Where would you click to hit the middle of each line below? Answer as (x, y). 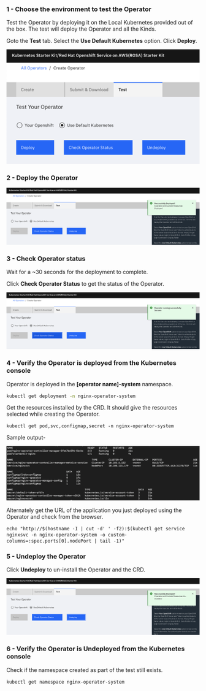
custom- (117, 535)
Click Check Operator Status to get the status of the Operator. (85, 283)
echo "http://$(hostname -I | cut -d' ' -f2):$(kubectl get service (96, 529)
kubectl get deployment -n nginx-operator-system (71, 396)
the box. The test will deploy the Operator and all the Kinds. (81, 29)
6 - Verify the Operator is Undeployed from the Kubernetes (96, 649)
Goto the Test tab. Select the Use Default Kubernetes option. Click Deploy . (102, 41)
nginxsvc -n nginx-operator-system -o (56, 535)
